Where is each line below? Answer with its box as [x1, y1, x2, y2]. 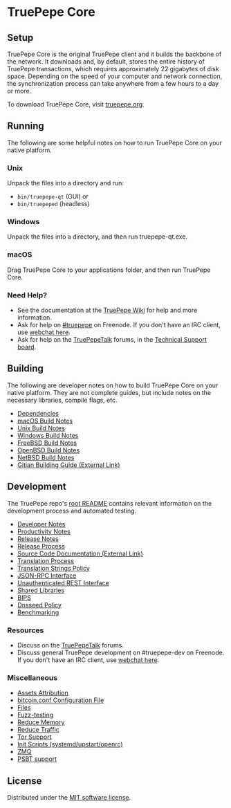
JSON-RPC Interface [17, 571, 77, 580]
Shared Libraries [17, 586, 64, 594]
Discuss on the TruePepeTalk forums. [17, 641, 124, 649]
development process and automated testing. [7, 506, 137, 515]
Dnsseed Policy [17, 600, 62, 609]
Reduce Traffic [17, 726, 60, 734]
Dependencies [17, 409, 59, 417]
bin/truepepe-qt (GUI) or [17, 192, 89, 201]
